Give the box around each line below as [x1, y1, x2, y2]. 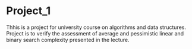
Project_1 [6, 4, 51, 18]
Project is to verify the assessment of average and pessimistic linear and [6, 30, 184, 37]
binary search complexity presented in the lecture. [6, 36, 130, 43]
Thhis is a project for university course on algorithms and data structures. [6, 24, 186, 31]
